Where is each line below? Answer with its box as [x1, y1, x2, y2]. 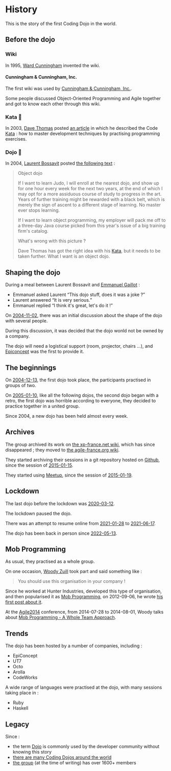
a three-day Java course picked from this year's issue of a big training [17, 222, 166, 229]
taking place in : [5, 690, 39, 696]
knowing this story [12, 749, 52, 755]
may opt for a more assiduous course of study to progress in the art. [17, 191, 162, 197]
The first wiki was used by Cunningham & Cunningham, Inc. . [5, 85, 132, 92]
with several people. [5, 318, 48, 324]
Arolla [12, 669, 26, 675]
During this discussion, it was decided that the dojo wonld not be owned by [5, 328, 164, 334]
